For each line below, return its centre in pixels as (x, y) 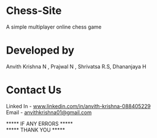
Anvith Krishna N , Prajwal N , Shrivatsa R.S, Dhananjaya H (76, 66)
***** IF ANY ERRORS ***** (39, 123)
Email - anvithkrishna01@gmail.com (49, 112)
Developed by (40, 50)
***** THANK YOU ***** (36, 130)
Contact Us (34, 90)
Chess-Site (34, 11)
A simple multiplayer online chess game (54, 27)
